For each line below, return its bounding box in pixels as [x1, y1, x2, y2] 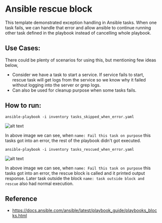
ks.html [12, 213, 27, 219]
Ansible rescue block [5, 3, 93, 15]
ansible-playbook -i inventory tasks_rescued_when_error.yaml [5, 147, 134, 152]
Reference [5, 194, 38, 203]
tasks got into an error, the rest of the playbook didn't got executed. [5, 138, 142, 143]
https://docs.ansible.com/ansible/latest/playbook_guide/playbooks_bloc [12, 207, 157, 213]
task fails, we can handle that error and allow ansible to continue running [5, 24, 151, 30]
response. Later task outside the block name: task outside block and [5, 175, 145, 181]
